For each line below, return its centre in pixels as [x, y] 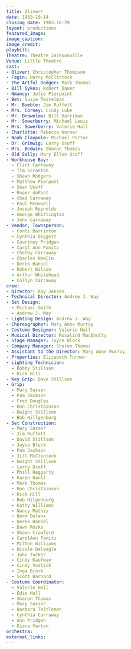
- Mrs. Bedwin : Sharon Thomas [43, 149]
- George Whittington [38, 215]
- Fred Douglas [30, 401]
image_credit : [24, 45]
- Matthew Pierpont [35, 182]
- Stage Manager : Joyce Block [43, 341]
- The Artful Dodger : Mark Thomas [49, 83]
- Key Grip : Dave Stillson [39, 379]
